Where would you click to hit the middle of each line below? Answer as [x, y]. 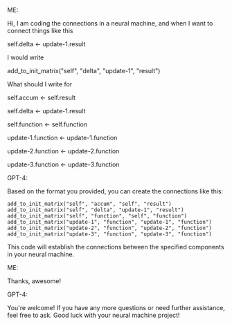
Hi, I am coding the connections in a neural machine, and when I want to [110, 23]
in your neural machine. [41, 254]
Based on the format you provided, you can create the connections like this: [115, 191]
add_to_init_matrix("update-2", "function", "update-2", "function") [110, 228]
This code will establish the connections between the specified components [116, 247]
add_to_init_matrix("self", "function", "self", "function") [97, 216]
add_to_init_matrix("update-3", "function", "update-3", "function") [110, 234]
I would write [26, 57]
